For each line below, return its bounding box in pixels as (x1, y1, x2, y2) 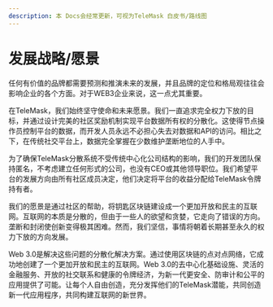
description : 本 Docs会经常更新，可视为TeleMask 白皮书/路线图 (8, 11, 207, 20)
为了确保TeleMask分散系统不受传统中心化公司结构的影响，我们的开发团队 (8, 153, 254, 163)
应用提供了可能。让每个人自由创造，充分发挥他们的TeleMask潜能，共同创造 (8, 279, 262, 289)
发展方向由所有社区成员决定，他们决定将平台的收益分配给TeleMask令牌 (22, 173, 262, 183)
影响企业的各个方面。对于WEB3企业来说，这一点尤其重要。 (8, 88, 207, 98)
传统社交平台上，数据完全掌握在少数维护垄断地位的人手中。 (29, 136, 229, 146)
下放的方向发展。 (15, 231, 73, 241)
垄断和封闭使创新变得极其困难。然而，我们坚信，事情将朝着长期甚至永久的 (8, 221, 258, 231)
